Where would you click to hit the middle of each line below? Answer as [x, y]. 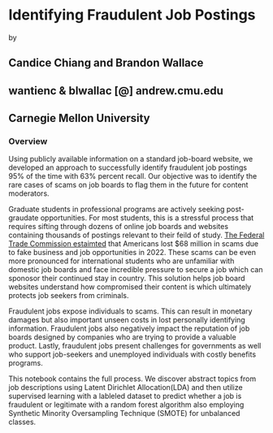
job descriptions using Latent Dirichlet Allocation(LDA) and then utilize [126, 388]
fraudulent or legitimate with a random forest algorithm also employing [126, 405]
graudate [24, 218]
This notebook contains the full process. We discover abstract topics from [132, 379]
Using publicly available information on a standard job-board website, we [131, 159]
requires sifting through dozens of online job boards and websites [119, 227]
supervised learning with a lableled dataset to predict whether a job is [125, 396]
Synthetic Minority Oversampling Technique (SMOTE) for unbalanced [124, 414]
